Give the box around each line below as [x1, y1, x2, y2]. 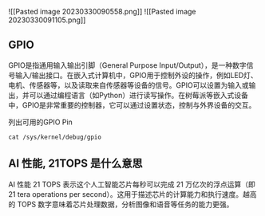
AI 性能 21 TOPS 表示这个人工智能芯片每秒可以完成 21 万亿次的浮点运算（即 [8, 179, 255, 189]
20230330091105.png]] [8, 15, 86, 25]
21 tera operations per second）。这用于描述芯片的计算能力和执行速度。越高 [8, 189, 257, 198]
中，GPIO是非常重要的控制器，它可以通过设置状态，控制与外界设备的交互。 [8, 100, 256, 110]
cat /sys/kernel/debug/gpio [8, 133, 102, 141]
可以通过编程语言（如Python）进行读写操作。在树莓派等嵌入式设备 [29, 90, 249, 100]
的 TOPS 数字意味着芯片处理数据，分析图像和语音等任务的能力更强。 [8, 199, 234, 209]
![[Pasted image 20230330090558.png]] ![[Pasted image [8, 7, 196, 16]
